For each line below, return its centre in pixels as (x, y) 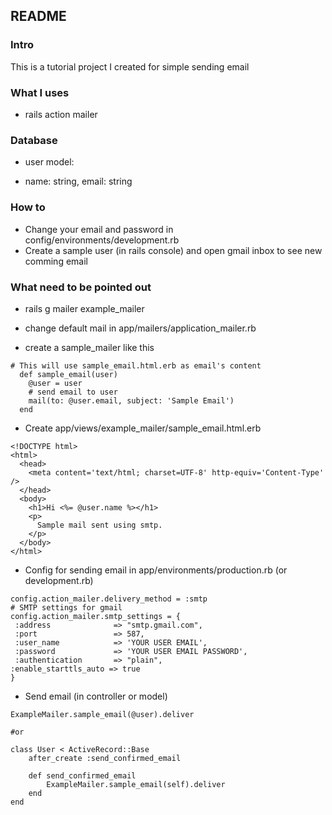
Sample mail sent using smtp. (99, 525)
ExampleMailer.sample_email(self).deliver (136, 784)
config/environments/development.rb (102, 240)
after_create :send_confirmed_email (105, 758)
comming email (56, 261)
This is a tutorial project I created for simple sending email (130, 66)
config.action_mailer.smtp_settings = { (96, 616)
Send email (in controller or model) (96, 696)
